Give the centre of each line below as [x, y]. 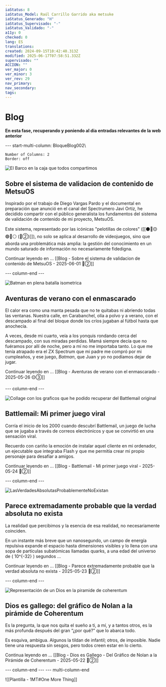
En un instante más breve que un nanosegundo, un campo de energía [76, 540]
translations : [20, 47]
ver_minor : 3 [19, 74]
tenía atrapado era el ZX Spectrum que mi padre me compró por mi [73, 351]
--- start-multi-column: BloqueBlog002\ [46, 146]
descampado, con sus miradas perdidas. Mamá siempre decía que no [76, 341]
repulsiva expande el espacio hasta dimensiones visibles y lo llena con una [81, 545]
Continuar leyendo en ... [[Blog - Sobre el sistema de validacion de [73, 258]
